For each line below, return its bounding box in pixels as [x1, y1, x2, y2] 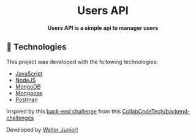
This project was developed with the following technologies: [6, 58, 158, 65]
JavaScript [15, 69, 43, 77]
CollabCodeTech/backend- [122, 107, 190, 115]
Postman [15, 96, 38, 103]
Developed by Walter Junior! [6, 126, 78, 133]
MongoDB [15, 83, 41, 90]
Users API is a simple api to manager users [47, 24, 159, 31]
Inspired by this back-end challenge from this [6, 107, 121, 115]
